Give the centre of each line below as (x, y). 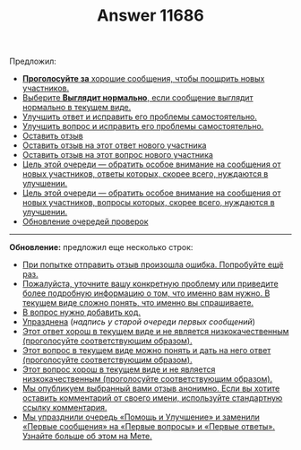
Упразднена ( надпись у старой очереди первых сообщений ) (138, 322)
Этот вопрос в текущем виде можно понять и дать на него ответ (146, 350)
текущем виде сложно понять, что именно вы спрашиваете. (138, 303)
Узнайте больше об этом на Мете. (87, 437)
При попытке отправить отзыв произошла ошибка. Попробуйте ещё (153, 264)
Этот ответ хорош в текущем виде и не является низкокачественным (155, 332)
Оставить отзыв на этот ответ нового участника (114, 145)
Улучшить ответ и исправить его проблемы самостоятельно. (140, 117)
